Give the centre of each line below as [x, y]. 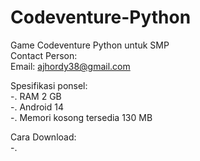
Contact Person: [44, 55]
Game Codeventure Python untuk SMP [90, 45]
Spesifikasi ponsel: [49, 85]
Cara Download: [43, 137]
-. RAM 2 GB [36, 96]
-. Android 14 [37, 107]
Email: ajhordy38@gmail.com [70, 66]
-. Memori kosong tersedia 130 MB [81, 117]
